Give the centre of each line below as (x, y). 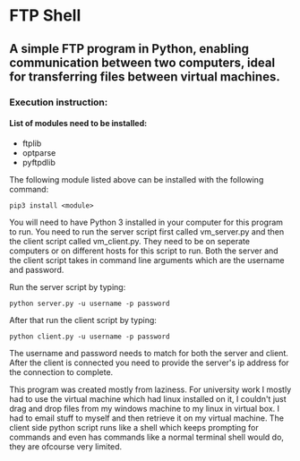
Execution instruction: (59, 102)
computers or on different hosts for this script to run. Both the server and (144, 251)
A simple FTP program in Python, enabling (129, 49)
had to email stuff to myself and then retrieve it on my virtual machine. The (147, 418)
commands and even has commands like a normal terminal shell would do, (147, 437)
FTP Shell (45, 16)
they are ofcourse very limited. (66, 446)
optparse (39, 152)
